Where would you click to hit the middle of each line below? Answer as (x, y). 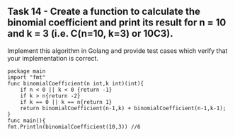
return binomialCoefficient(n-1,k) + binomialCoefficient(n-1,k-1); (123, 108)
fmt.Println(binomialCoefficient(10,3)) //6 (74, 126)
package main (27, 71)
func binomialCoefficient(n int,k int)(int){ (75, 83)
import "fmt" (27, 77)
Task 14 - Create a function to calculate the (104, 12)
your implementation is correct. (53, 58)
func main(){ (27, 120)
